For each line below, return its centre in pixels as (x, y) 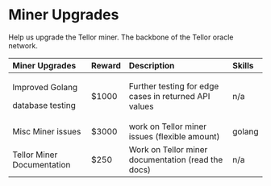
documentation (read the (176, 159)
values (141, 106)
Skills (243, 65)
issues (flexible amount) (174, 136)
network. (23, 45)
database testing (44, 105)
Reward (106, 65)
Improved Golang (45, 87)
